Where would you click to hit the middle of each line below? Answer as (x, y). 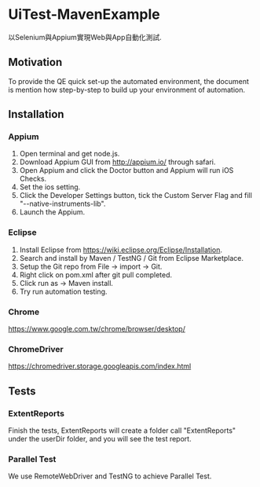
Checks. (33, 179)
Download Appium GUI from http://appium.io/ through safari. (117, 162)
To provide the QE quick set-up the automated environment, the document (128, 81)
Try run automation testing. (63, 291)
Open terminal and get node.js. (70, 154)
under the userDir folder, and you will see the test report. (100, 439)
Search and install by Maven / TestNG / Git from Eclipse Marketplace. (132, 258)
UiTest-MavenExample (84, 15)
